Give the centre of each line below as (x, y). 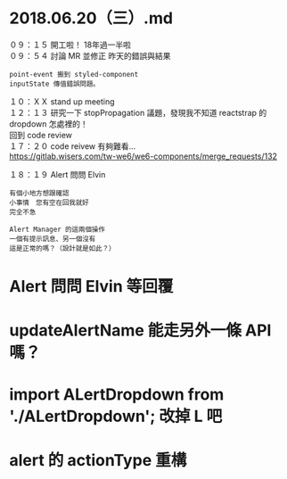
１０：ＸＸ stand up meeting (62, 101)
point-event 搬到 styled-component (74, 74)
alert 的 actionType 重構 (98, 460)
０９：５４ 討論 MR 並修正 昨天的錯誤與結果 (90, 55)
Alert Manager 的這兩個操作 (57, 229)
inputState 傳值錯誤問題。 (54, 84)
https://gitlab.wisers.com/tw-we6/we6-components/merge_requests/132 (143, 156)
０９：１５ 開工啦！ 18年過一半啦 (70, 45)
